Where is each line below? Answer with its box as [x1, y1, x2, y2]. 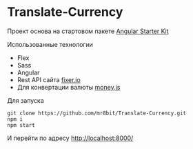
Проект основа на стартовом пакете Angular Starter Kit [7, 27, 169, 35]
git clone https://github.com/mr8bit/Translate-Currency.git [7, 110, 187, 117]
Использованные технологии [7, 40, 93, 48]
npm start [7, 121, 36, 128]
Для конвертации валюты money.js [17, 83, 121, 91]
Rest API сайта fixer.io [17, 75, 81, 83]
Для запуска [7, 96, 45, 104]
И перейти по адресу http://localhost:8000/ [7, 134, 134, 142]
